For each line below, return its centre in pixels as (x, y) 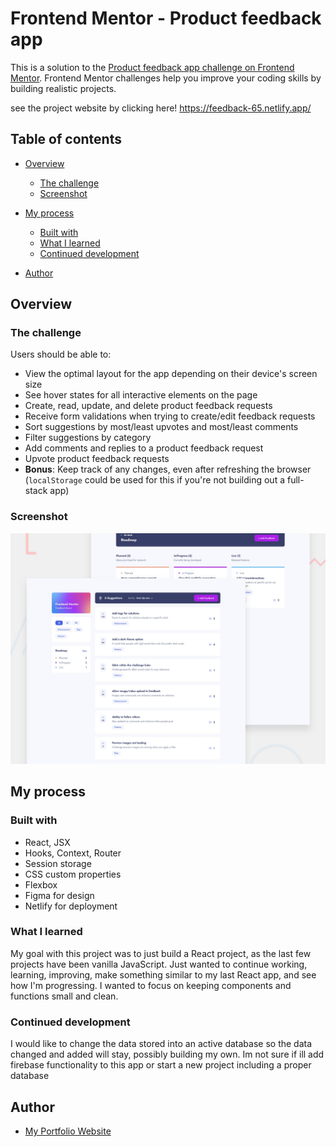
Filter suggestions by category (88, 438)
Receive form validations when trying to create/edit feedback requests (170, 416)
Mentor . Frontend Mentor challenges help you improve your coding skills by (166, 78)
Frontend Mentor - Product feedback (166, 18)
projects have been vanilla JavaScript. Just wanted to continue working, (159, 964)
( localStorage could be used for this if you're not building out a (155, 480)
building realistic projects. (63, 88)
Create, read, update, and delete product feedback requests (148, 406)
